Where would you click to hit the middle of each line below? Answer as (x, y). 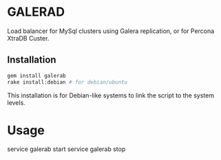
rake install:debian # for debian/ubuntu (67, 82)
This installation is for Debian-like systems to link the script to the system (111, 95)
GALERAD (36, 12)
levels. (16, 102)
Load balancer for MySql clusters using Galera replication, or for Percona (111, 31)
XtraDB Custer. (28, 38)
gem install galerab (37, 76)
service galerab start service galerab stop (66, 149)
